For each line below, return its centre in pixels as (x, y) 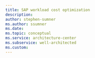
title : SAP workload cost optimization (48, 10)
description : (19, 15)
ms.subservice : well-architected (41, 43)
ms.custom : (17, 47)
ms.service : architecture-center (41, 38)
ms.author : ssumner (26, 24)
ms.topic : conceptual (28, 33)
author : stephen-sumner (31, 19)
